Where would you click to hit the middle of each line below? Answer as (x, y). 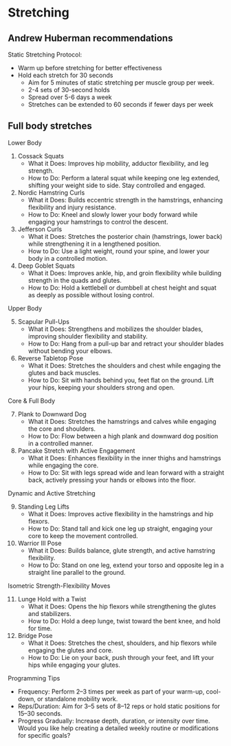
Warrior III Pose (40, 543)
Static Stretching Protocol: (45, 54)
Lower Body (25, 142)
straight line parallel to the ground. (77, 572)
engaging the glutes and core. (70, 650)
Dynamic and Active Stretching (52, 493)
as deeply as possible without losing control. (91, 295)
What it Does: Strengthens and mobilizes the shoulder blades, (115, 329)
